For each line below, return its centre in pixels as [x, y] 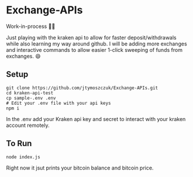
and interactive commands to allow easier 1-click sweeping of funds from [94, 49]
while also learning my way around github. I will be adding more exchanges [96, 44]
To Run [19, 144]
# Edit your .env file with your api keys [58, 103]
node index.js [23, 157]
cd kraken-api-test [30, 93]
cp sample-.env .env [31, 98]
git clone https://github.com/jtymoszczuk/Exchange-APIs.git [82, 88]
